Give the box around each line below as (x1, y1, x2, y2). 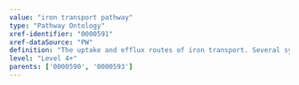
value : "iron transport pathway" (9, 12, 133, 22)
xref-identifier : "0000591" (9, 29, 114, 38)
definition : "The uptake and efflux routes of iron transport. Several (9, 46, 280, 55)
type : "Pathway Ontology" (9, 21, 105, 30)
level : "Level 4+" (9, 54, 77, 63)
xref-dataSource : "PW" (9, 37, 93, 47)
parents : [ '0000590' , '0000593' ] (9, 63, 133, 72)
